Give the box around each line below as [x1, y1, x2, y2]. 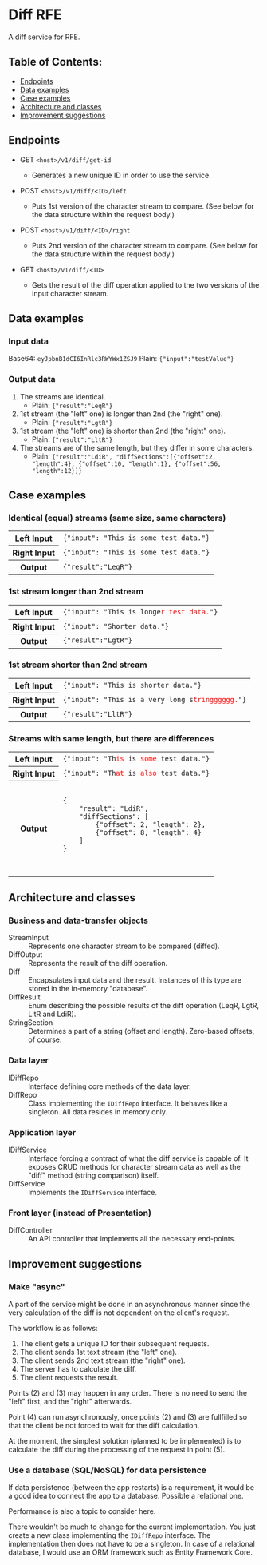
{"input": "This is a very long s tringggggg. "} [62, 695, 247, 704]
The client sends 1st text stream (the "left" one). [19, 1347, 178, 1356]
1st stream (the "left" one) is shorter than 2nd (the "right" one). [19, 426, 226, 435]
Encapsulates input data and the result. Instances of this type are [28, 975, 241, 985]
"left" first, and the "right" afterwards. [8, 1396, 132, 1406]
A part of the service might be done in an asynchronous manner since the [8, 1299, 251, 1309]
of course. [28, 1035, 62, 1044]
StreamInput [8, 933, 49, 943]
